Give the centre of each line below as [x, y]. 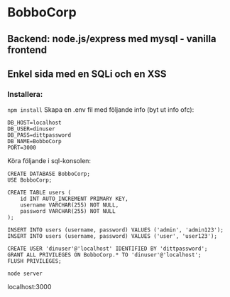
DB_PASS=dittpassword [39, 135]
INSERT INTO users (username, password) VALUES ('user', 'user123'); [113, 236]
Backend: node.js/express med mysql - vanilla [112, 39]
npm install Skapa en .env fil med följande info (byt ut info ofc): [101, 110]
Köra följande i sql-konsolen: [49, 161]
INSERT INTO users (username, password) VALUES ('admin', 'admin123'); [115, 230]
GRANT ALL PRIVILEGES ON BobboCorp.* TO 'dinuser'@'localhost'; [104, 255]
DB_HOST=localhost [34, 123]
